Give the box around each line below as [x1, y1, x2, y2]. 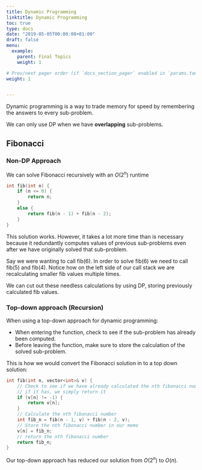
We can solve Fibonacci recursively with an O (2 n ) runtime [6, 170, 149, 178]
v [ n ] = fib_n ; [17, 428, 52, 434]
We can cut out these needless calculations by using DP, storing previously [6, 281, 192, 289]
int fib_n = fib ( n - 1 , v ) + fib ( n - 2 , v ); [17, 417, 130, 423]
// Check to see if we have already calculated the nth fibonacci [17, 383, 187, 389]
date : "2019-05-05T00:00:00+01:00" [6, 31, 96, 37]
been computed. [14, 335, 56, 342]
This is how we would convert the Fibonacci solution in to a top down [6, 359, 177, 366]
